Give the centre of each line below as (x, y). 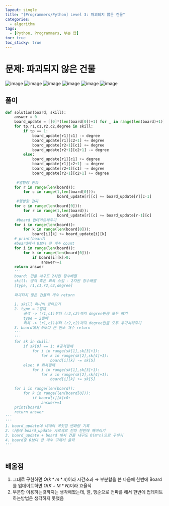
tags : (11, 29)
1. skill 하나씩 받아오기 (38, 304)
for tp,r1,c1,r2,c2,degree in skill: (54, 126)
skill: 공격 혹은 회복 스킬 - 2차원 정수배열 (55, 281)
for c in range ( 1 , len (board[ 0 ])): (59, 192)
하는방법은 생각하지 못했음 (38, 498)
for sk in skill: (32, 342)
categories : (18, 19)
